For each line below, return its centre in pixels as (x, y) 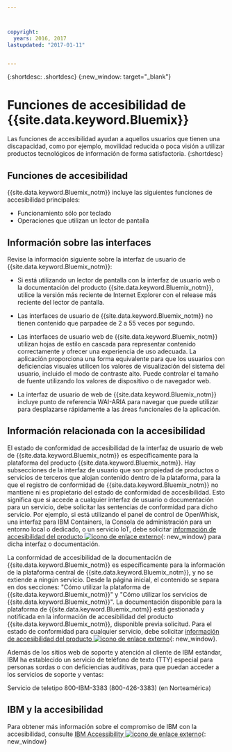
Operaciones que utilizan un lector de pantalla (83, 221)
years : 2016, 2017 (40, 38)
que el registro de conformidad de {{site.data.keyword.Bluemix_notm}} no (113, 485)
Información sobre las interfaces (79, 242)
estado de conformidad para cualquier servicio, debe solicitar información (113, 631)
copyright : (23, 32)
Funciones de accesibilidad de (97, 105)
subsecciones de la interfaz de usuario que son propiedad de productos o (113, 470)
